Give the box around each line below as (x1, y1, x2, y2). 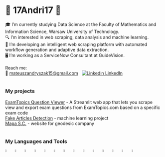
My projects (5, 87, 35, 94)
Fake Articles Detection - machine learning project (5, 115, 109, 121)
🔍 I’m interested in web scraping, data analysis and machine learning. (5, 34, 149, 40)
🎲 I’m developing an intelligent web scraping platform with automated (5, 41, 148, 47)
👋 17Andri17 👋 (5, 4, 61, 16)
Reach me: (5, 64, 27, 70)
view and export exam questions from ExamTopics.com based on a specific (5, 104, 161, 110)
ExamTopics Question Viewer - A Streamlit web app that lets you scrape (5, 99, 153, 105)
